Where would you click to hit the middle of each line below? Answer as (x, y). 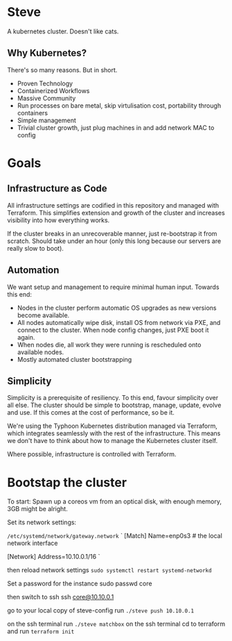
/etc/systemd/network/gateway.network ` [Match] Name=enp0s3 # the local (115, 536)
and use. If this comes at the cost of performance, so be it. (91, 413)
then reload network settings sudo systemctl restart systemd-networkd (110, 570)
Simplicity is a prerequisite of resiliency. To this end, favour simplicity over (113, 398)
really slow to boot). (36, 248)
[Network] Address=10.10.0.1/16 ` (54, 557)
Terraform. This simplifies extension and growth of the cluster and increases (116, 213)
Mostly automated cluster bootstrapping (74, 359)
